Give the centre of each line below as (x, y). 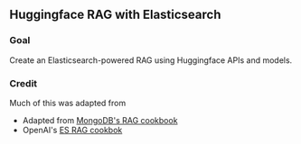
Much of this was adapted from (68, 103)
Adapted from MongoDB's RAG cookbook (100, 120)
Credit (24, 83)
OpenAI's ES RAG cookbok (72, 130)
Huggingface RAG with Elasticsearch (115, 15)
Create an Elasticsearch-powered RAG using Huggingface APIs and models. (151, 60)
